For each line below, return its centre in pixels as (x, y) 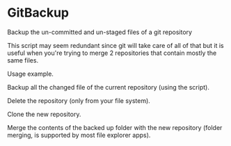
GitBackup (38, 13)
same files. (23, 60)
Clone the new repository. (44, 114)
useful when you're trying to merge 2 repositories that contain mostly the (112, 53)
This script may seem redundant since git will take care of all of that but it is (115, 45)
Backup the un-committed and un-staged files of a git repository (100, 32)
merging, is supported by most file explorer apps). (79, 135)
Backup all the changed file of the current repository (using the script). (109, 87)
